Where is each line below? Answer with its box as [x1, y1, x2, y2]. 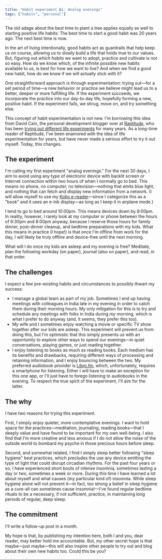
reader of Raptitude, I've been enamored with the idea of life [5, 131, 125, 137]
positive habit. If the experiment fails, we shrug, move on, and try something [5, 101, 157, 106]
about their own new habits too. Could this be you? [5, 548, 106, 554]
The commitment [5, 510, 58, 519]
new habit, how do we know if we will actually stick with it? [5, 70, 122, 76]
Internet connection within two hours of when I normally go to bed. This [5, 178, 148, 184]
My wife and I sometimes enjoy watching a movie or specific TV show [12, 321, 151, 327]
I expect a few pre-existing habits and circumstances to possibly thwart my [5, 281, 155, 287]
